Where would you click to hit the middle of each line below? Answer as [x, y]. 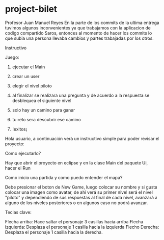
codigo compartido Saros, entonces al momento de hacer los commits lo [79, 33]
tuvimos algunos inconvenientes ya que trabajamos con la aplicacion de [78, 27]
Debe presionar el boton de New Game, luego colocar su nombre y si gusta [81, 187]
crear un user [26, 76]
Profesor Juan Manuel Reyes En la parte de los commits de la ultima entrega [82, 23]
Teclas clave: [18, 212]
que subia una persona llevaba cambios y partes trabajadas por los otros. [79, 38]
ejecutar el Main [28, 67]
